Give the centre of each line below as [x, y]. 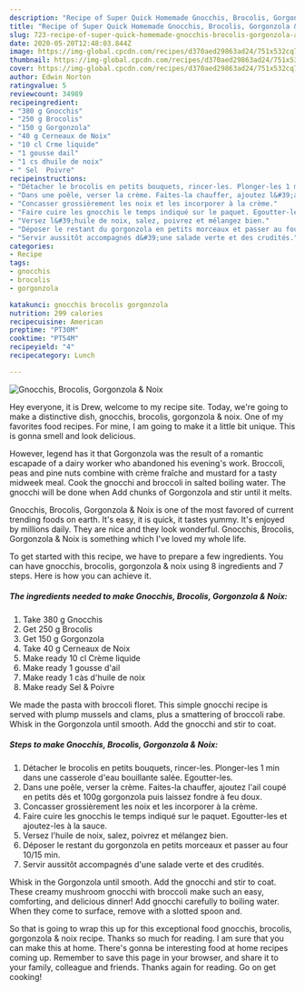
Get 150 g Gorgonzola [63, 638]
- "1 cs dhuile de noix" [56, 161]
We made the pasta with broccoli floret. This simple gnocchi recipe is [138, 705]
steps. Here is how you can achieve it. [80, 576]
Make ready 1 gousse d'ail [71, 667]
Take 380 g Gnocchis [62, 619]
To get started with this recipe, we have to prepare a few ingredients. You [147, 556]
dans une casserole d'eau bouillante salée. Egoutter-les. [128, 777]
